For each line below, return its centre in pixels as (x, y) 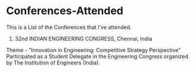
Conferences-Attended (65, 11)
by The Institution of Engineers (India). (53, 63)
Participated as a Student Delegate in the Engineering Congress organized (97, 56)
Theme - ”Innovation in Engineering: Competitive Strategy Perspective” (93, 50)
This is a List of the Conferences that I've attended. (69, 27)
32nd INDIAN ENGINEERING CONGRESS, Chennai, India (83, 38)
